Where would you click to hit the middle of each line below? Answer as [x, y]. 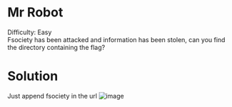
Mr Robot [35, 12]
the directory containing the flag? [56, 47]
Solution [33, 76]
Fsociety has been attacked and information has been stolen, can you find [116, 39]
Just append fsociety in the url [52, 96]
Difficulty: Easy [30, 32]
